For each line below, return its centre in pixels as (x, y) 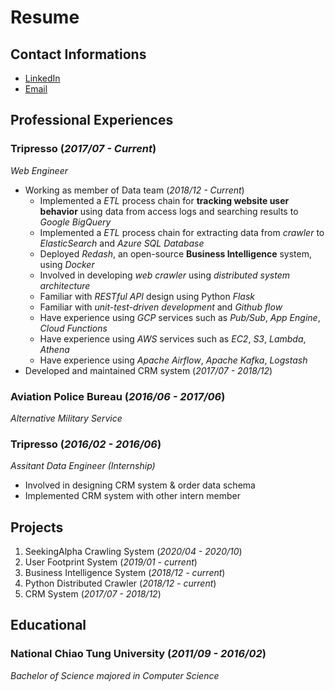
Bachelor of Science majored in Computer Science (115, 675)
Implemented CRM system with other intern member (132, 496)
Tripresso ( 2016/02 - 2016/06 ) (86, 444)
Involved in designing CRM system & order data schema (140, 485)
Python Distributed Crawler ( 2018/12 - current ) (120, 583)
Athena (54, 349)
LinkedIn (42, 78)
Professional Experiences (92, 120)
